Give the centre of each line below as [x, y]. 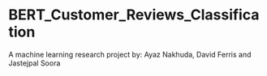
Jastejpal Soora [34, 63]
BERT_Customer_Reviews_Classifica [134, 15]
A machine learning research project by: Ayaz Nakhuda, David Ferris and [130, 54]
